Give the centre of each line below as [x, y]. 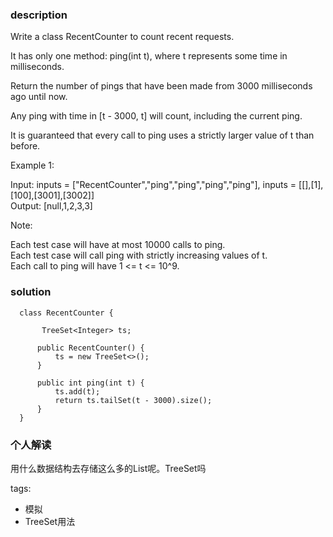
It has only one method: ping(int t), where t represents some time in [149, 56]
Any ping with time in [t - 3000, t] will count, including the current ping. [156, 116]
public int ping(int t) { [90, 383]
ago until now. [39, 97]
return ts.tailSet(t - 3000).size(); [133, 400]
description [39, 15]
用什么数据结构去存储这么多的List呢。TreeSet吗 [108, 468]
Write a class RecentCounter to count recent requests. [122, 37]
